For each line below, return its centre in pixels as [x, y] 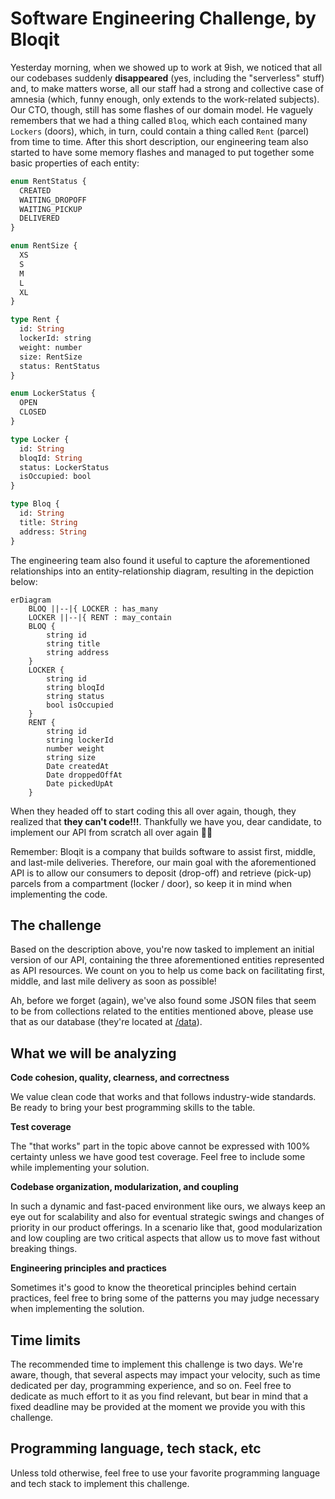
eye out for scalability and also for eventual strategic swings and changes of [167, 1217]
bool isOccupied [80, 705]
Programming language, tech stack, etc [136, 1448]
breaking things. [44, 1249]
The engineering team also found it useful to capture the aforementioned [160, 560]
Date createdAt [78, 766]
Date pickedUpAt [80, 783]
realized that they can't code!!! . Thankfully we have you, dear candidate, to [166, 821]
